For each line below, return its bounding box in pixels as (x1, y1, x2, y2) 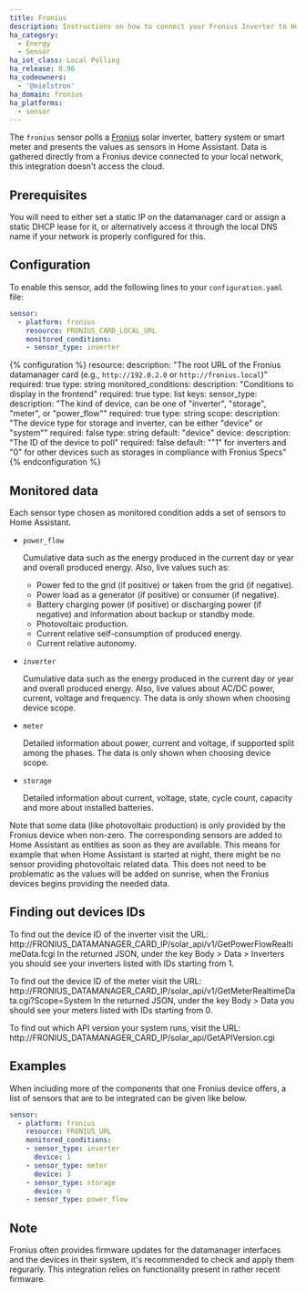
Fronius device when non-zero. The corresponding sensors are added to (9, 830, 282, 841)
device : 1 (33, 1152, 71, 1162)
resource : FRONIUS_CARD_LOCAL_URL (25, 326, 157, 335)
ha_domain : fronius (9, 89, 84, 99)
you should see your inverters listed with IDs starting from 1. (9, 958, 235, 969)
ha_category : (9, 30, 59, 39)
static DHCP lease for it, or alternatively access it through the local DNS (9, 221, 278, 233)
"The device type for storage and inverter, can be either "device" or (9, 417, 263, 429)
